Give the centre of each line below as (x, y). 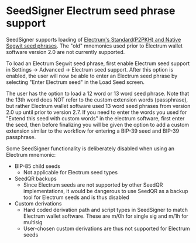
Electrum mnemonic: (31, 154)
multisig (33, 222)
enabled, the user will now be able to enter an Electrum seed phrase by (92, 76)
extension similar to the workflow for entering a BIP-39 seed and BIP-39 (93, 131)
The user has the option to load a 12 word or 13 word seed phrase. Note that (98, 93)
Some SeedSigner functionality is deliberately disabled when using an (90, 148)
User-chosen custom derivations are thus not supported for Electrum (106, 228)
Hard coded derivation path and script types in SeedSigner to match (106, 210)
